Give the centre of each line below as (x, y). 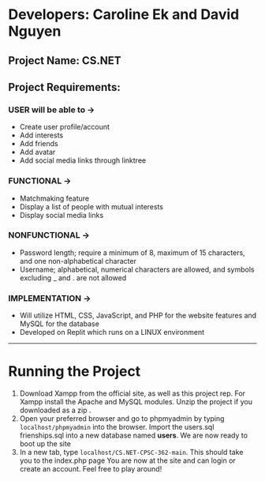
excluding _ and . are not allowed (73, 277)
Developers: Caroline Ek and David (124, 15)
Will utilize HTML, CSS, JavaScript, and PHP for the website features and (138, 316)
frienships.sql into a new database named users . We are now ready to (134, 435)
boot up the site (45, 444)
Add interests (41, 135)
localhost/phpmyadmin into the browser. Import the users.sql (117, 427)
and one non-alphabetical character (78, 261)
